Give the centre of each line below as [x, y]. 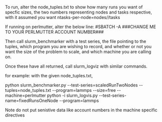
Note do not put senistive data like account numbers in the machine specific [81, 110]
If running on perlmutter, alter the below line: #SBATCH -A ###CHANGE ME [81, 27]
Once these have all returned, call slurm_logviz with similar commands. [76, 66]
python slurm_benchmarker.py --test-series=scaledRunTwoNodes [72, 85]
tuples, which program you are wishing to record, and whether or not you [78, 46]
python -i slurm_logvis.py [72, 95]
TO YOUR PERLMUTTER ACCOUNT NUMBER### [54, 32]
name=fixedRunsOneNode [32, 101]
